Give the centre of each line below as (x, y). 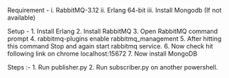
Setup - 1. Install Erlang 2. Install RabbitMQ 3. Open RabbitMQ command (113, 31)
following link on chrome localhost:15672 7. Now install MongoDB (102, 53)
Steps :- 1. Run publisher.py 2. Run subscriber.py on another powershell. (113, 67)
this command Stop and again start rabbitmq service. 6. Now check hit (110, 46)
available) (22, 18)
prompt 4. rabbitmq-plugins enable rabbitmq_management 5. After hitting (114, 39)
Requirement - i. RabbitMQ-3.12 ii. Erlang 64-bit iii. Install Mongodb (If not (114, 10)
